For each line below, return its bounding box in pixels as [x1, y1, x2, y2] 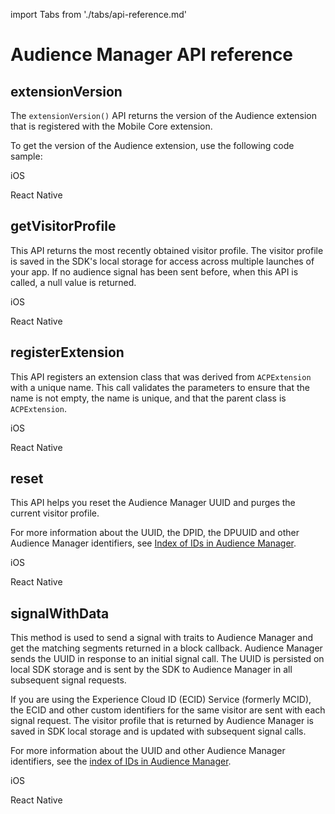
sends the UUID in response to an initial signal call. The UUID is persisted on [10, 653, 325, 665]
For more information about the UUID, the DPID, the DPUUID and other [10, 527, 300, 539]
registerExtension [10, 344, 125, 361]
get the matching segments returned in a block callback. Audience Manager [10, 642, 323, 654]
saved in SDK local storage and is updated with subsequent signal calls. [10, 725, 307, 738]
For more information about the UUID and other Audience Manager [10, 745, 286, 757]
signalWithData [10, 605, 110, 622]
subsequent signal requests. [10, 674, 127, 686]
